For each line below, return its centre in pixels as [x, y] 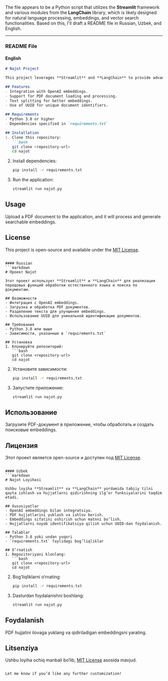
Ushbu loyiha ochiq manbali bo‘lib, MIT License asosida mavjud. [71, 660]
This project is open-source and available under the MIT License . [72, 249]
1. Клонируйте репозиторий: [34, 347]
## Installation [22, 133]
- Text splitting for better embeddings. [49, 101]
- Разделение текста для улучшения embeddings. [56, 311]
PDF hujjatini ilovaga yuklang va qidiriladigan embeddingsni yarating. [76, 632]
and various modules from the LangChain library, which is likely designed [81, 13]
